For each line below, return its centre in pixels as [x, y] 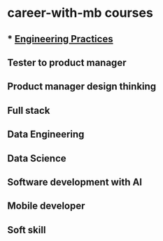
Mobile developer [46, 206]
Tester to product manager [67, 62]
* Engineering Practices [60, 39]
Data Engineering [46, 135]
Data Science [37, 158]
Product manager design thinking [82, 87]
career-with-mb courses [80, 13]
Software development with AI [75, 182]
